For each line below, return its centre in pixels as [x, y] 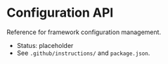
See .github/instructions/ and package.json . [83, 53]
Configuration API [60, 13]
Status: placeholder [45, 45]
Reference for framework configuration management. [84, 32]
